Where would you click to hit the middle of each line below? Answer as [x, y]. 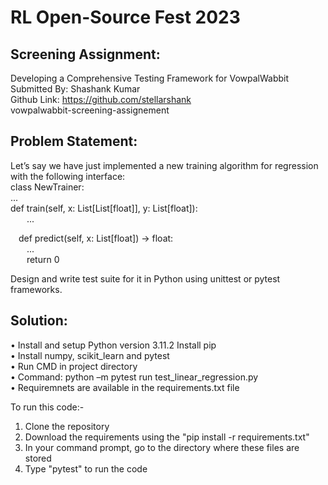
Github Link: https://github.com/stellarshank [101, 99]
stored [38, 458]
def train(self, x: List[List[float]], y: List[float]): [104, 208]
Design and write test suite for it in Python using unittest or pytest [145, 278]
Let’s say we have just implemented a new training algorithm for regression [164, 165]
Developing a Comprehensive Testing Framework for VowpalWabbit [150, 78]
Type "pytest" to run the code [86, 468]
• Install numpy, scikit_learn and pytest [90, 355]
